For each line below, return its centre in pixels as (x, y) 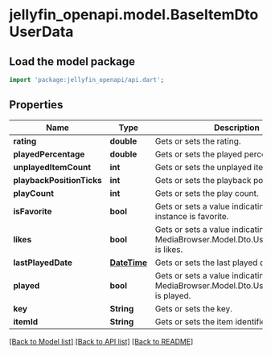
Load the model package (72, 61)
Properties (36, 105)
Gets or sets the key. (193, 308)
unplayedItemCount (52, 167)
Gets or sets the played (199, 154)
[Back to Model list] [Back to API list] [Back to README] (101, 341)
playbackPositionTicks (58, 180)
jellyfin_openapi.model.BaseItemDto (134, 15)
